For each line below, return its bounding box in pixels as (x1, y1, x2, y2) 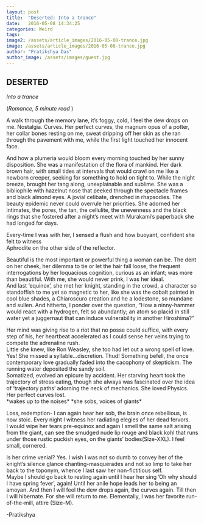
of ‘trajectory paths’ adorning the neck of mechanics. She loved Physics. (6, 385, 189, 392)
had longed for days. (6, 219, 58, 227)
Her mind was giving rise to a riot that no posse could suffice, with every (6, 326, 189, 333)
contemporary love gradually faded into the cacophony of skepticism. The (6, 358, 192, 366)
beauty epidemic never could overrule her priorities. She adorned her (6, 200, 181, 208)
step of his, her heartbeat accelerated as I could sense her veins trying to (6, 333, 191, 340)
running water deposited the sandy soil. (6, 365, 106, 373)
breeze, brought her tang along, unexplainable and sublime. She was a (6, 181, 183, 188)
